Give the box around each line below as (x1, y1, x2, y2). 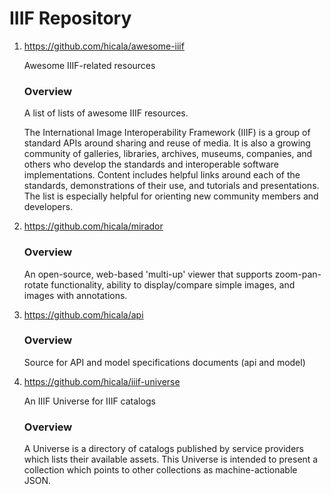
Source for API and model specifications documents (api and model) (23, 356, 306, 368)
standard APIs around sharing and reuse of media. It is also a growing (23, 137, 311, 149)
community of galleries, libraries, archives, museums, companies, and (23, 148, 313, 160)
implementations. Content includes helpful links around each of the (23, 169, 301, 181)
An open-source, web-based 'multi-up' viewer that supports (23, 268, 273, 280)
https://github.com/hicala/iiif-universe (23, 375, 181, 387)
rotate (23, 278, 49, 291)
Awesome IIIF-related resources (23, 59, 156, 71)
